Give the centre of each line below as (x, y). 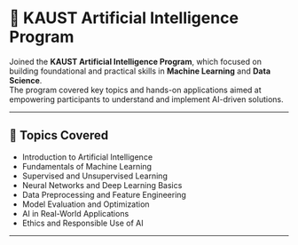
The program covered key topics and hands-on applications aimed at (135, 90)
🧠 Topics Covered (59, 135)
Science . (26, 80)
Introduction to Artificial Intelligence (87, 157)
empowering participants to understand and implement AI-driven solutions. (146, 99)
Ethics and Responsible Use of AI (82, 223)
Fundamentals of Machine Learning (87, 166)
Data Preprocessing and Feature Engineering (104, 194)
